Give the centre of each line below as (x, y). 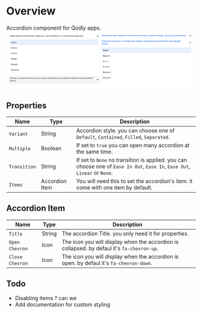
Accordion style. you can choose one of (125, 130)
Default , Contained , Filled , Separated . (123, 136)
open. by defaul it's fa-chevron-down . (107, 263)
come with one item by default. (114, 188)
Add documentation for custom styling (63, 305)
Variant (18, 134)
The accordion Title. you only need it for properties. (125, 233)
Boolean (51, 149)
